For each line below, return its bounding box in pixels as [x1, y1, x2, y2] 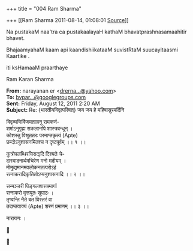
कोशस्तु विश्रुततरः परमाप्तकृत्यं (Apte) [6, 131, 78, 139]
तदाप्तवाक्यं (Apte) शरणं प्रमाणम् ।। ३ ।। [6, 203, 90, 210]
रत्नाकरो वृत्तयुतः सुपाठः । [6, 189, 54, 196]
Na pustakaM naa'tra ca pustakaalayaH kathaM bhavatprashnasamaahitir [6, 28, 187, 35]
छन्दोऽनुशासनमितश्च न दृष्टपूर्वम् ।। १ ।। [6, 139, 86, 145]
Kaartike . [6, 53, 30, 59]
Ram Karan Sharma [6, 76, 54, 82]
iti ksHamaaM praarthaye [6, 64, 68, 71]
